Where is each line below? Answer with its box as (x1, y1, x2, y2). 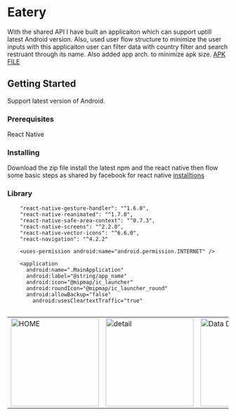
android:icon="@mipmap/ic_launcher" (25, 279, 133, 286)
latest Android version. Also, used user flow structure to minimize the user (7, 34, 222, 43)
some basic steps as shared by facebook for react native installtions (7, 171, 205, 179)
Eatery (7, 4, 47, 20)
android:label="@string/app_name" (25, 272, 128, 279)
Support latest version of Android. (7, 96, 105, 105)
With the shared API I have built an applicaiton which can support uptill (7, 27, 212, 36)
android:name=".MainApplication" (25, 266, 124, 273)
